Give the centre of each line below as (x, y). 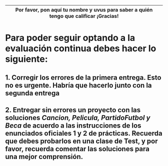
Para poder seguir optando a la (70, 38)
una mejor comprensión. (44, 157)
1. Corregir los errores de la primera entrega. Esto (83, 78)
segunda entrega (32, 93)
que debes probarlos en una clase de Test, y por (82, 141)
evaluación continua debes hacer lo (81, 49)
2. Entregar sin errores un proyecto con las (73, 110)
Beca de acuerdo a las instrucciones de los (73, 125)
